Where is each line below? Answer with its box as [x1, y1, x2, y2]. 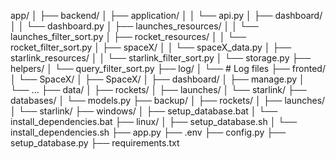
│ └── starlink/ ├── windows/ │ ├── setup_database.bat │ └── [10, 105, 278, 117]
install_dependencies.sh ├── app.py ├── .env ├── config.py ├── [10, 126, 287, 138]
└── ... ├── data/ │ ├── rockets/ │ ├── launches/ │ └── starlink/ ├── [10, 84, 307, 95]
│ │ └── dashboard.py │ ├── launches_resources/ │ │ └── [10, 20, 259, 32]
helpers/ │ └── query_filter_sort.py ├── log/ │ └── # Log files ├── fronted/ [10, 63, 326, 74]
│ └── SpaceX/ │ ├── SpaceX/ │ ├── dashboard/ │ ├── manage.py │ [10, 73, 305, 85]
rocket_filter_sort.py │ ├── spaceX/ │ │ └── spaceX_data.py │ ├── [10, 41, 292, 53]
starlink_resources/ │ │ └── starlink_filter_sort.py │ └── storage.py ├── [10, 52, 312, 64]
